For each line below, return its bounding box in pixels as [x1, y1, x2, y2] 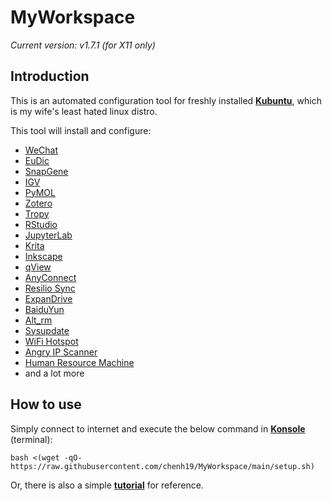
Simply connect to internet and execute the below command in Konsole [10, 422, 306, 435]
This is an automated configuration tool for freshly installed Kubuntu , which [10, 94, 322, 106]
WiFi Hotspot [24, 335, 79, 347]
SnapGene [24, 165, 69, 177]
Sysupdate [24, 324, 70, 336]
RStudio [24, 218, 58, 230]
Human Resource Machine [24, 356, 135, 368]
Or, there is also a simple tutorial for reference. [10, 479, 204, 491]
